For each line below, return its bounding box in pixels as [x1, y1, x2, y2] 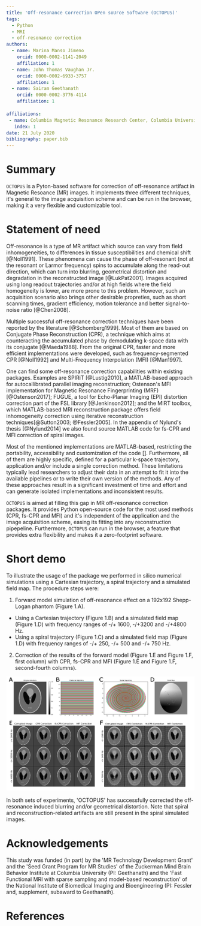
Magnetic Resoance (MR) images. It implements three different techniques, [6, 189, 191, 196]
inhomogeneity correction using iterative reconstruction [6, 413, 144, 419]
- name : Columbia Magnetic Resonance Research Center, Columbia [8, 117, 172, 123]
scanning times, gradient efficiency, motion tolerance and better [6, 300, 165, 307]
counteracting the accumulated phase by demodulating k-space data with [6, 337, 188, 344]
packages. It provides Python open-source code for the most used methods [6, 506, 194, 513]
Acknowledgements [6, 837, 109, 850]
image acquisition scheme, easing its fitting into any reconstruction [6, 519, 172, 525]
